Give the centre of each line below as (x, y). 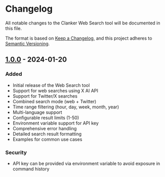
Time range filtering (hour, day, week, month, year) (66, 107)
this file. (13, 28)
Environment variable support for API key (56, 123)
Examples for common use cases (47, 139)
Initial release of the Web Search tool (51, 85)
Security (16, 152)
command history (31, 169)
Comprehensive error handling (45, 128)
